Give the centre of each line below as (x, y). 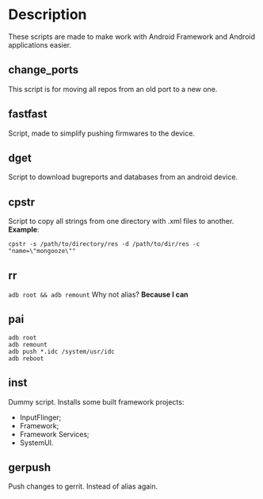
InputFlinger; (40, 417)
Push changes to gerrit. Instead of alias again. (83, 486)
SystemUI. (36, 443)
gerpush (30, 468)
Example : (24, 230)
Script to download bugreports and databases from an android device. (123, 177)
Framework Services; (54, 434)
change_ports (44, 70)
